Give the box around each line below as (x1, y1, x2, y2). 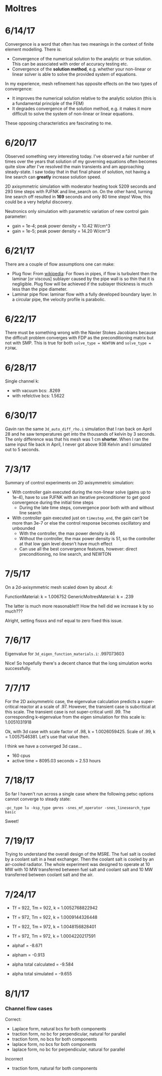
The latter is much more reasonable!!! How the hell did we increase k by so (5, 603, 154, 609)
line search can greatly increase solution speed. (5, 174, 102, 180)
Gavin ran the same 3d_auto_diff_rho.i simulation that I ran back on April (5, 426, 152, 432)
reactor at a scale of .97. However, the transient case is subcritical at (19, 704, 156, 709)
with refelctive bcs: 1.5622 (12, 392, 65, 399)
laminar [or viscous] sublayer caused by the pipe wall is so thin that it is (12, 276, 155, 282)
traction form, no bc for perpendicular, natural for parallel (12, 1031, 126, 1037)
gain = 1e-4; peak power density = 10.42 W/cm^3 (12, 223, 110, 229)
